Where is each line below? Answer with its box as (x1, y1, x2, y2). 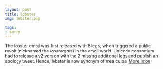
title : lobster (5, 12, 36, 17)
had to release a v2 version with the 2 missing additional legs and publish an (5, 53, 158, 59)
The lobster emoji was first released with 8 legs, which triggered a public (5, 43, 151, 49)
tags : (5, 25, 16, 30)
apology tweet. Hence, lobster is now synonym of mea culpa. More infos (5, 58, 151, 64)
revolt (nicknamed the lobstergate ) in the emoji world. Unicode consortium (5, 48, 155, 54)
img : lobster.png (5, 16, 40, 21)
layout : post (5, 7, 32, 12)
